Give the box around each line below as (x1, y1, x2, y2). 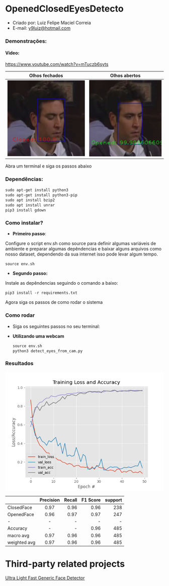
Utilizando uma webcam (12, 333, 64, 339)
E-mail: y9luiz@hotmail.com (12, 25, 71, 31)
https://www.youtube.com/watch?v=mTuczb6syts (5, 61, 109, 67)
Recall (64, 497, 77, 503)
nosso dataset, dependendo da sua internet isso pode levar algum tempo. (5, 251, 158, 257)
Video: (5, 50, 20, 56)
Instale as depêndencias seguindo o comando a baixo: (5, 280, 118, 286)
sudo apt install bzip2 (5, 197, 55, 203)
